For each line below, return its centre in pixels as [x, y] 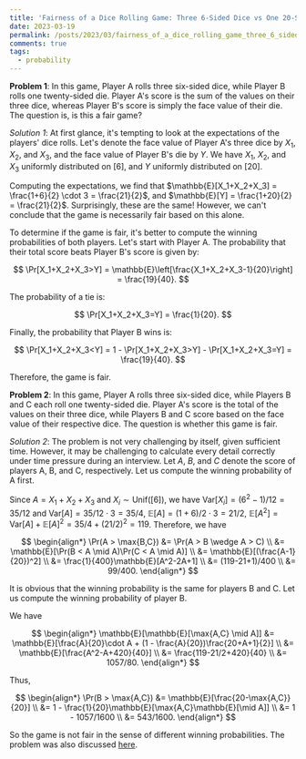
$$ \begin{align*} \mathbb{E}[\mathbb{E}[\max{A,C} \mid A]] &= [153, 633]
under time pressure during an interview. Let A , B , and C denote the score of [153, 461]
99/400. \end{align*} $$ [153, 571]
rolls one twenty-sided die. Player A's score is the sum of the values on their [152, 96]
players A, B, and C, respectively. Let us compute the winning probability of [151, 471]
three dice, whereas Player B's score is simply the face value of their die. [146, 105]
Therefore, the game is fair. [61, 377]
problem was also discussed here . [74, 744]
